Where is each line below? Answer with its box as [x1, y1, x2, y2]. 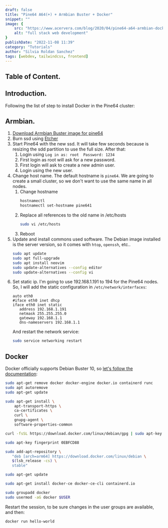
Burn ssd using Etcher [12, 135, 58, 141]
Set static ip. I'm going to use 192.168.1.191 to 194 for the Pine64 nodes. [12, 278, 158, 285]
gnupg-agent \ [14, 417, 43, 422]
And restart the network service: [12, 328, 79, 335]
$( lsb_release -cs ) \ [11, 458, 57, 463]
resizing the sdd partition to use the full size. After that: [12, 146, 126, 152]
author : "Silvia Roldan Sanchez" [5, 49, 75, 54]
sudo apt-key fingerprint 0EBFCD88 [5, 440, 79, 445]
